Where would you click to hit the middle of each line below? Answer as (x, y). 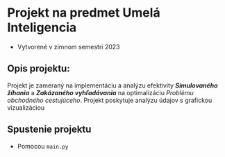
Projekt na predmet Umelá (84, 13)
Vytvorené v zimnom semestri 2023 (68, 47)
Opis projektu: (39, 68)
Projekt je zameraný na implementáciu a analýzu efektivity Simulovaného (112, 85)
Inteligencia (42, 27)
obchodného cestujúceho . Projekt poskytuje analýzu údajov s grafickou (110, 100)
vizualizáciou (26, 107)
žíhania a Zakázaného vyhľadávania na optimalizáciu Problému (101, 92)
